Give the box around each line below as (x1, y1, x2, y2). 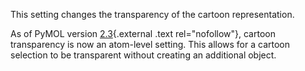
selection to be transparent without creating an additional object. (10, 49, 277, 61)
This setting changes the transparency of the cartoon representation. (10, 9, 295, 20)
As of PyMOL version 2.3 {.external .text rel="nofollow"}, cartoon (10, 28, 276, 39)
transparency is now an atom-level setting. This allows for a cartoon (10, 39, 291, 50)
